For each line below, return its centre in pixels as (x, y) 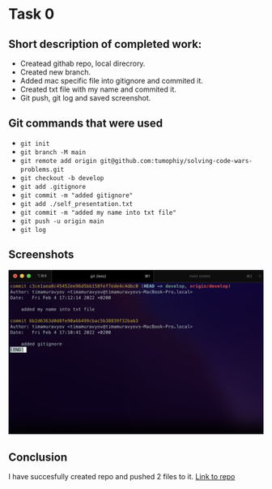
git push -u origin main (62, 221)
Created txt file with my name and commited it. (98, 89)
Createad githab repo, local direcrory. (83, 63)
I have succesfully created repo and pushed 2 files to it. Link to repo (122, 477)
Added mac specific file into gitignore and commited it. (112, 81)
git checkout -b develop (62, 178)
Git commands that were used (86, 124)
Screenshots (41, 255)
